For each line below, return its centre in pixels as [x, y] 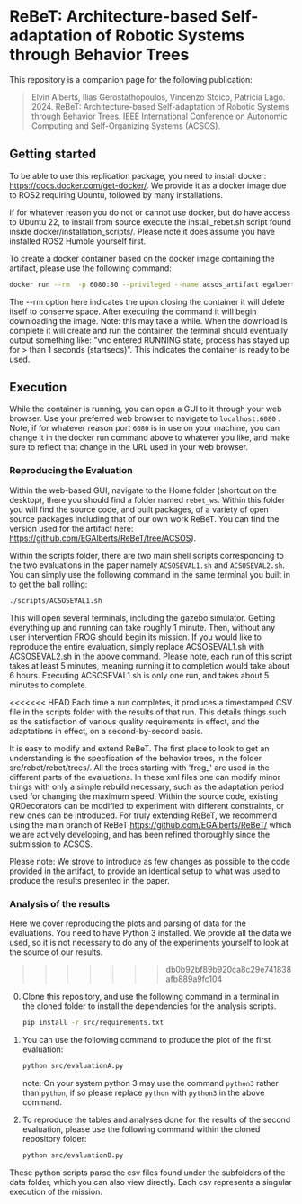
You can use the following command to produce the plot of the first [147, 1039]
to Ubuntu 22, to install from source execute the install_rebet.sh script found [151, 221]
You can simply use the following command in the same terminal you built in [150, 574]
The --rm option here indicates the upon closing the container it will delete [147, 301]
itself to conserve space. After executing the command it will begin [133, 311]
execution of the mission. [56, 1191]
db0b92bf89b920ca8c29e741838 [229, 969]
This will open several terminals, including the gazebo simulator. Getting [142, 617]
